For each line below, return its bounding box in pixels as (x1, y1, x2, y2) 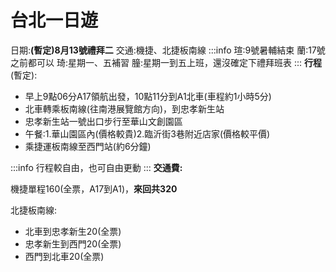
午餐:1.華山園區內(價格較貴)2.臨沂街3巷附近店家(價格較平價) (24, 127, 271, 140)
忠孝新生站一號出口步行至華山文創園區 (24, 115, 183, 127)
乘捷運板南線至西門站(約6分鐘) (24, 140, 152, 152)
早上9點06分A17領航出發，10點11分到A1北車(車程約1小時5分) (24, 90, 272, 102)
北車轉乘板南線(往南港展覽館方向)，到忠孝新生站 (24, 102, 225, 115)
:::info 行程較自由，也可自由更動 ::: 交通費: (10, 161, 183, 173)
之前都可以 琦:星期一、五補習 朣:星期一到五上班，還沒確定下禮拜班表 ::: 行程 (10, 56, 322, 68)
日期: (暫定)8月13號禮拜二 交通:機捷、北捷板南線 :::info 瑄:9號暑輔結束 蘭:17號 (10, 44, 326, 56)
